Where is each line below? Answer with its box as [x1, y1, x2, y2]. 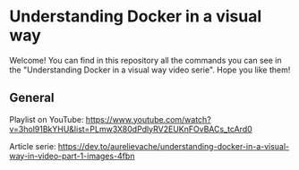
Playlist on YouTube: [9, 114, 84, 124]
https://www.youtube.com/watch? [85, 114, 212, 124]
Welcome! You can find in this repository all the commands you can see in [9, 55, 282, 65]
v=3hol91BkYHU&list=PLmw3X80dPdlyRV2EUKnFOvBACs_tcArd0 [9, 123, 252, 134]
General [9, 90, 56, 106]
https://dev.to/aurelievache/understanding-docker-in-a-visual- [57, 140, 290, 151]
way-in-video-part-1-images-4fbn [9, 150, 135, 161]
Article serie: [9, 140, 56, 151]
